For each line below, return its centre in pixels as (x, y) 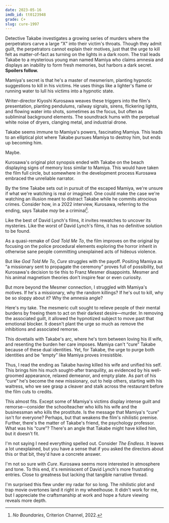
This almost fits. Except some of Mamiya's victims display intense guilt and (83, 401)
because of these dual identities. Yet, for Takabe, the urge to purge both (80, 349)
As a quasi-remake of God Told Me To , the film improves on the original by (82, 241)
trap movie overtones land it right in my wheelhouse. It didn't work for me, (82, 490)
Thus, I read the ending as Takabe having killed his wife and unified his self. (83, 364)
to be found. (18, 231)
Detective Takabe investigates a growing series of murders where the (77, 38)
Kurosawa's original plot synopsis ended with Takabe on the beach (75, 163)
